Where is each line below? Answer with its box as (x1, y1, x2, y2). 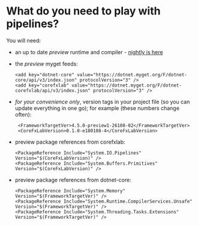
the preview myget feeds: (14, 60, 78, 67)
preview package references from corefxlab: (14, 138, 125, 145)
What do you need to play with (6, 4, 161, 18)
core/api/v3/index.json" (14, 77, 77, 83)
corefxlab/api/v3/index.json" (14, 87, 91, 94)
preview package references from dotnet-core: (14, 176, 131, 183)
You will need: (6, 37, 41, 44)
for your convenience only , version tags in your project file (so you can (14, 98, 190, 105)
